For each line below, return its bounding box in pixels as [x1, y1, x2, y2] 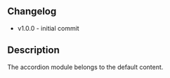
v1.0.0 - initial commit [17, 24, 79, 32]
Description [7, 45, 60, 56]
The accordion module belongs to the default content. [7, 63, 164, 71]
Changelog [7, 6, 57, 17]
